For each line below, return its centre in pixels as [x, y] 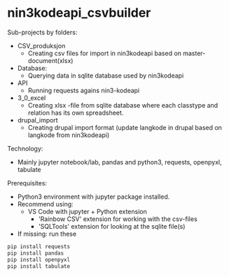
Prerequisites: [27, 183]
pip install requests [39, 246]
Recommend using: [45, 204]
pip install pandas [36, 253]
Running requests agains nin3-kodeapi [84, 90]
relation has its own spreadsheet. [76, 113]
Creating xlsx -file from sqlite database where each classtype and [123, 105]
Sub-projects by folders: [42, 32]
